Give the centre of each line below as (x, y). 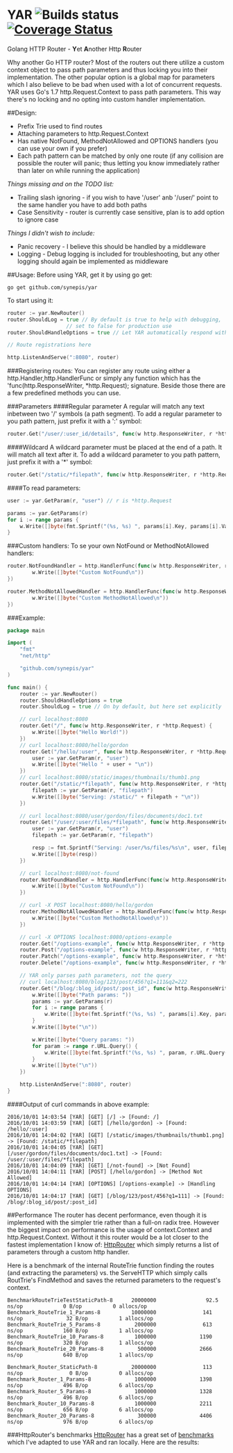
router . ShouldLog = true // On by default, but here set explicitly (121, 707)
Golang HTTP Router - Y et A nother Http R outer (75, 49)
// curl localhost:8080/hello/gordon (74, 745)
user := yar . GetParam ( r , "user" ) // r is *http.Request (89, 500)
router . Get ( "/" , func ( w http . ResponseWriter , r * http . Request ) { (116, 726)
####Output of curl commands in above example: (78, 1104)
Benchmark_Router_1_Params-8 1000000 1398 (110, 1379)
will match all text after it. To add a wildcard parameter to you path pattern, (114, 454)
